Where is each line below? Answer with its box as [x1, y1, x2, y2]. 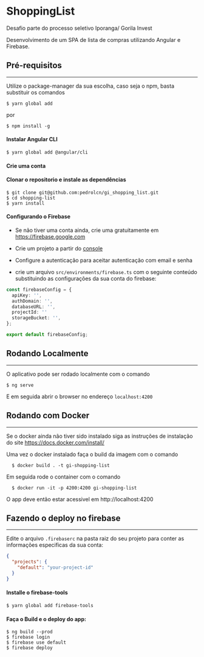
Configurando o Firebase [6, 213, 71, 220]
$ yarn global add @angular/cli [6, 149, 88, 155]
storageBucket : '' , [12, 315, 61, 321]
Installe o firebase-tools [6, 589, 68, 596]
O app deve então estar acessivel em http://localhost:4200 [6, 495, 154, 503]
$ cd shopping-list [6, 195, 56, 201]
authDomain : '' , [12, 298, 53, 304]
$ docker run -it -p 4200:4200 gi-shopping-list [12, 485, 137, 491]
